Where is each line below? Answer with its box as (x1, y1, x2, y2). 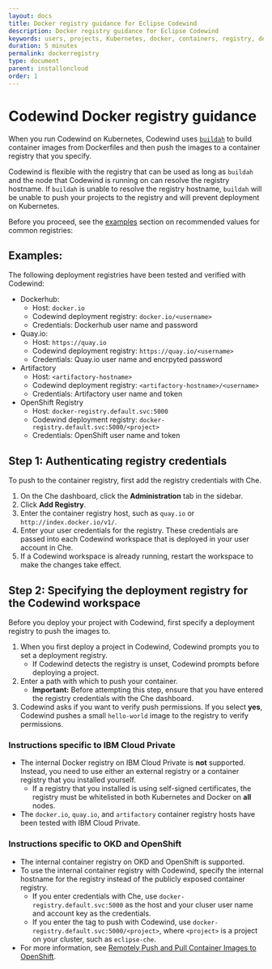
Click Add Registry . (19, 499, 87, 510)
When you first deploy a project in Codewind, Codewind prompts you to (19, 642, 260, 652)
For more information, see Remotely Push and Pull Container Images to (19, 942, 257, 952)
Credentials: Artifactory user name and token (32, 389, 183, 399)
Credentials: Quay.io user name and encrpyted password (32, 355, 223, 364)
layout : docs (8, 11, 53, 20)
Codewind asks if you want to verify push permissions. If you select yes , (19, 702, 263, 712)
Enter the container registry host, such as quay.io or (19, 508, 195, 518)
